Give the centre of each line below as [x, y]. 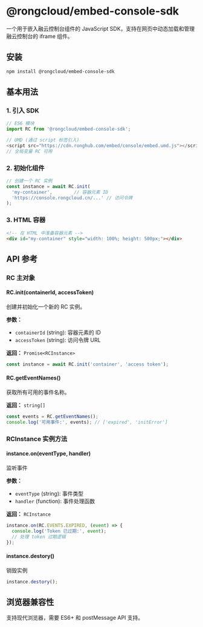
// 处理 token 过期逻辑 [39, 537]
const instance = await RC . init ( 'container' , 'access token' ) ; [88, 364]
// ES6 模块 [20, 123]
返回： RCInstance [29, 514]
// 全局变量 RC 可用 [29, 151]
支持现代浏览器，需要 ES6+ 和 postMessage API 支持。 [75, 618]
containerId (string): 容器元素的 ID [58, 332]
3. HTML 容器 [26, 220]
